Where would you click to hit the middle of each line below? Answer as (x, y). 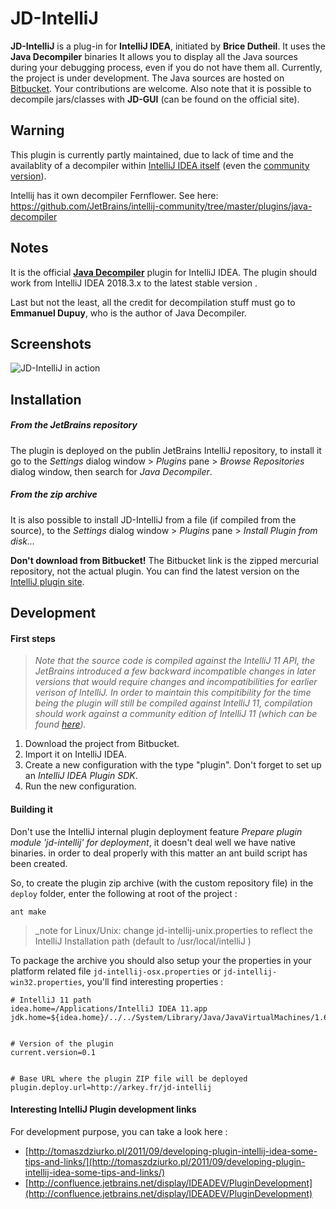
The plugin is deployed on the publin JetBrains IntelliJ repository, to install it (166, 450)
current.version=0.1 (53, 1052)
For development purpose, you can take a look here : (119, 1131)
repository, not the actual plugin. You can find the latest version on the (155, 571)
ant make (28, 912)
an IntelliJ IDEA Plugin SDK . (81, 776)
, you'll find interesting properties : (152, 981)
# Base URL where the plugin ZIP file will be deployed (129, 1078)
